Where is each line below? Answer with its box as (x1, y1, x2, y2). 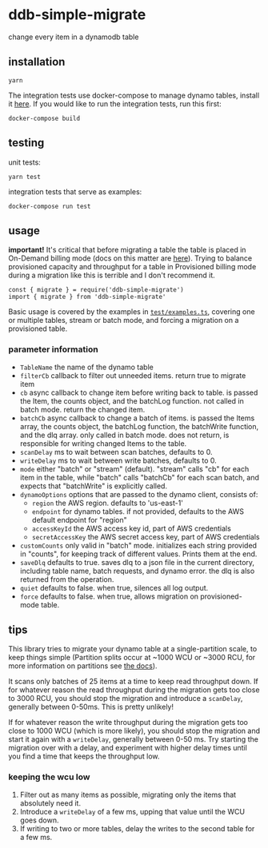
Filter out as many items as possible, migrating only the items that (19, 790, 237, 799)
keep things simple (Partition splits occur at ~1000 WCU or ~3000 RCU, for (8, 653, 256, 663)
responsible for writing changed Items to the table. (19, 438, 187, 448)
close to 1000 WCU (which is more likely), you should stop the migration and (8, 726, 261, 736)
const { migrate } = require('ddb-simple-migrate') (8, 286, 184, 294)
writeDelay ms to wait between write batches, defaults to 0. (19, 456, 218, 465)
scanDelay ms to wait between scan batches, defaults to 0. (19, 447, 213, 456)
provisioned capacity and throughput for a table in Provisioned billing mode (8, 262, 257, 272)
